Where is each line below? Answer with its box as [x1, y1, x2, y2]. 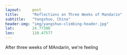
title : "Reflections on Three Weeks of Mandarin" [5, 12, 122, 17]
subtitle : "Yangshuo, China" [5, 16, 71, 21]
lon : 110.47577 [5, 30, 53, 35]
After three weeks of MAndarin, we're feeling [5, 44, 98, 50]
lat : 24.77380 [5, 26, 51, 31]
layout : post [5, 7, 42, 12]
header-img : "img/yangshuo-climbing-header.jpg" [5, 21, 109, 26]
